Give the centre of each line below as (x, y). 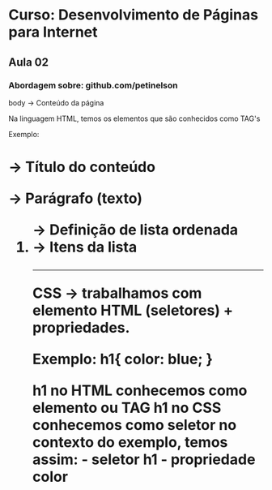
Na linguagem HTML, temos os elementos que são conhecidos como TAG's (134, 118)
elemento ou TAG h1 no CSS (127, 408)
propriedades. (81, 328)
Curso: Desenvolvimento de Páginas (134, 15)
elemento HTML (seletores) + (132, 311)
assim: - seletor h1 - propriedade (144, 460)
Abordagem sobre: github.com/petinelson (93, 85)
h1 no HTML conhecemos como (140, 391)
